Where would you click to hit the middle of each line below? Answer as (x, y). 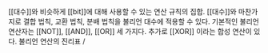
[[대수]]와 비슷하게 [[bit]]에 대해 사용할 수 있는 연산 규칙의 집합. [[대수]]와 (123, 11)
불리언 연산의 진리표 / (52, 41)
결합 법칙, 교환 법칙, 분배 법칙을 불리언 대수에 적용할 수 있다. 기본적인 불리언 (141, 21)
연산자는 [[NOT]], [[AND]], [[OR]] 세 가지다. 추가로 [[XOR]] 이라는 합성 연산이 (130, 31)
